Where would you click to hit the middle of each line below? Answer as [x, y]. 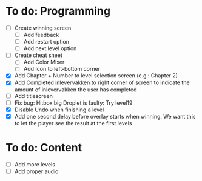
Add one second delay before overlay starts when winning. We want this [105, 116]
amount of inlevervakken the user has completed [76, 90]
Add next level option [50, 48]
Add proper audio [36, 171]
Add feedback [41, 35]
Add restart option [46, 42]
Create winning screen [43, 28]
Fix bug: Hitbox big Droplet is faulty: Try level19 [73, 103]
